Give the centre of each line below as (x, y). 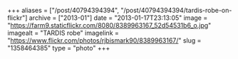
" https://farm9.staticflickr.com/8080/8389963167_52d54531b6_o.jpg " (109, 25)
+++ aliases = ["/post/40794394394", (63, 10)
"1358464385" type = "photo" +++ (59, 48)
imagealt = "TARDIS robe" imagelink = (63, 33)
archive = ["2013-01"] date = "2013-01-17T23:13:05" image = (118, 18)
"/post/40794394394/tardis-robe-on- (176, 10)
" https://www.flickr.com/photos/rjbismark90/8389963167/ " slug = (104, 41)
